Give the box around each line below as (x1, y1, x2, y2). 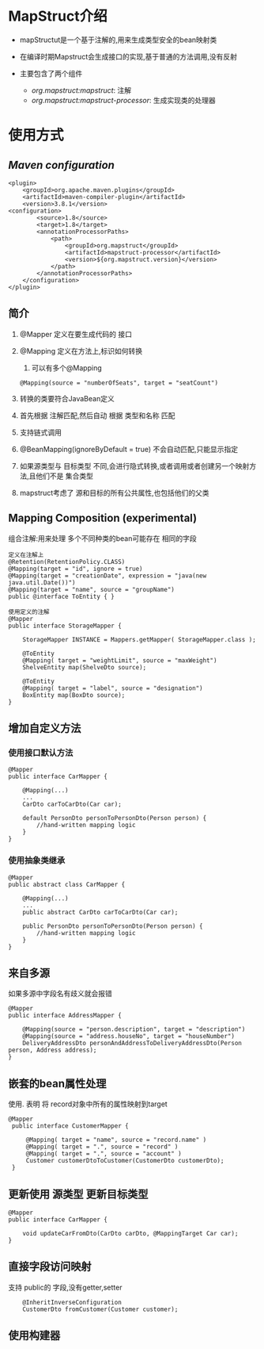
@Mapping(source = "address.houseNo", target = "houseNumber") (22, 1033, 236, 1040)
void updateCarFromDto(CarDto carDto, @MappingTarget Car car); (22, 1229, 239, 1237)
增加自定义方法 (8, 721, 81, 734)
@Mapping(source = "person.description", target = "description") (22, 1025, 246, 1033)
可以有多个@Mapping (31, 362, 103, 373)
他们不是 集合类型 (35, 471, 93, 481)
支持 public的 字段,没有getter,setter (8, 1282, 123, 1292)
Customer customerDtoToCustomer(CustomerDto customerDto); (25, 1157, 224, 1165)
